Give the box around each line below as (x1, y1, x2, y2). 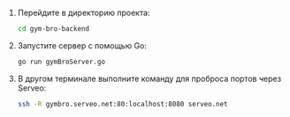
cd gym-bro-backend (17, 25, 90, 33)
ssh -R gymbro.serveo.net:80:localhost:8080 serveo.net (17, 99, 228, 108)
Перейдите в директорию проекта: (17, 8, 150, 18)
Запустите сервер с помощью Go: (17, 40, 148, 51)
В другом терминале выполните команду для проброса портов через (17, 73, 281, 84)
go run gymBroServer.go (17, 57, 106, 66)
